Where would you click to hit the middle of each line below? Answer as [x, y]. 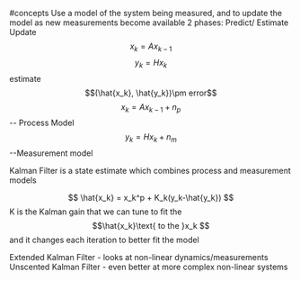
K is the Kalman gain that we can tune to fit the [96, 212]
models [23, 180]
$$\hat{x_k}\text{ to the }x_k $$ [151, 226]
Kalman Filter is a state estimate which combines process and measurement [150, 171]
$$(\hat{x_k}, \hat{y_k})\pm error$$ [151, 93]
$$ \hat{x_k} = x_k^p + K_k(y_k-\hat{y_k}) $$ [151, 198]
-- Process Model [42, 123]
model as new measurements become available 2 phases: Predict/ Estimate [149, 23]
